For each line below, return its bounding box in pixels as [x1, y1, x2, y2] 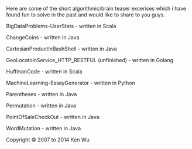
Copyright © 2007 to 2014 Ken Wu [6, 136, 90, 143]
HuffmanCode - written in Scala [6, 68, 83, 75]
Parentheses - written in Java [6, 91, 77, 97]
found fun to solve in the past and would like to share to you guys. [6, 11, 165, 18]
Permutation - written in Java [6, 102, 77, 109]
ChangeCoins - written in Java [6, 34, 80, 40]
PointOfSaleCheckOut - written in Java [6, 114, 100, 120]
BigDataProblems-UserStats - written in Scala [6, 23, 116, 29]
